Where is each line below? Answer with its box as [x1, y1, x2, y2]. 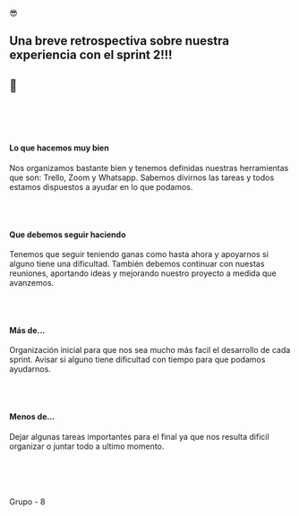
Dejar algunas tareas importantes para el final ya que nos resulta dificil [9, 431, 270, 442]
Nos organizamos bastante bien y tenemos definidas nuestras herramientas [9, 162, 289, 173]
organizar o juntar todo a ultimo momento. [9, 441, 165, 451]
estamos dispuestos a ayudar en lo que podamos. [9, 181, 193, 192]
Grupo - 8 [9, 496, 46, 507]
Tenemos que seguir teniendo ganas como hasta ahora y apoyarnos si [9, 249, 269, 260]
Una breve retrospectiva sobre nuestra [9, 33, 230, 48]
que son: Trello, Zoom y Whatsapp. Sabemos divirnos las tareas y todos [9, 172, 275, 183]
